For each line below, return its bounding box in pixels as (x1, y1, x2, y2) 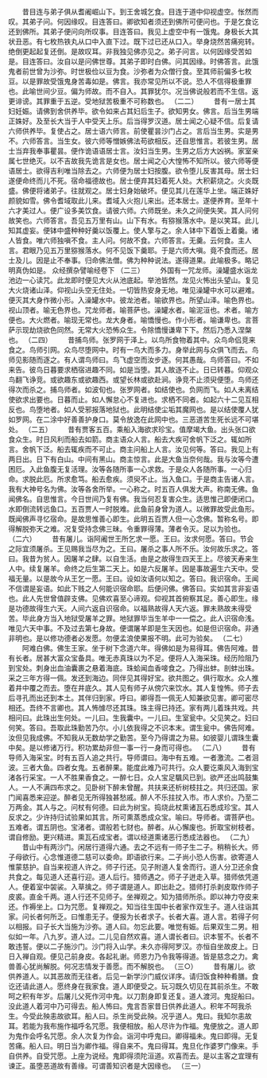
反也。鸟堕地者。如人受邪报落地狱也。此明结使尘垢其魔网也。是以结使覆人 (8, 405, 252, 414)
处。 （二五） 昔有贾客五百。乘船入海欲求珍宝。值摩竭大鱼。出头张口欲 (8, 425, 256, 434)
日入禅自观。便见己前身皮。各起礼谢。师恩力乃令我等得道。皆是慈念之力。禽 (8, 952, 259, 961)
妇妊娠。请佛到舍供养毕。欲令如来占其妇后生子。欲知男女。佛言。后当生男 (8, 107, 252, 115)
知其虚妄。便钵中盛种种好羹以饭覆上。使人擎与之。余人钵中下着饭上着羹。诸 (8, 226, 259, 235)
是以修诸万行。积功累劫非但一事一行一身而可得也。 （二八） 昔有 (29, 743, 256, 752)
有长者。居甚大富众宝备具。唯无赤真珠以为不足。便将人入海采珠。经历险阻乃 (8, 653, 259, 663)
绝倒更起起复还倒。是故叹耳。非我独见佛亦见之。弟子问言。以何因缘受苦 (8, 47, 245, 56)
